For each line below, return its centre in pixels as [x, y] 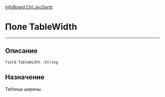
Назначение [25, 77]
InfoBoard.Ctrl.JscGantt [29, 7]
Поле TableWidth [41, 27]
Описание [21, 51]
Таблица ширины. [24, 89]
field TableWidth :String [31, 62]
